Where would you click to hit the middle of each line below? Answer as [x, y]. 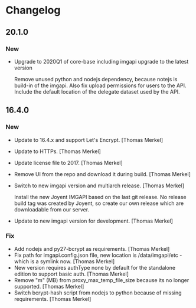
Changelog [33, 10]
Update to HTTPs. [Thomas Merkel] [57, 151]
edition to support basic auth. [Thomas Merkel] [71, 274]
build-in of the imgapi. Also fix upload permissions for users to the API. [100, 85]
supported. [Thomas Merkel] [49, 286]
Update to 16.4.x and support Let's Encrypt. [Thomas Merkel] [89, 140]
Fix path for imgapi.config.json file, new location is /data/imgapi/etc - [98, 255]
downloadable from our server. [52, 209]
